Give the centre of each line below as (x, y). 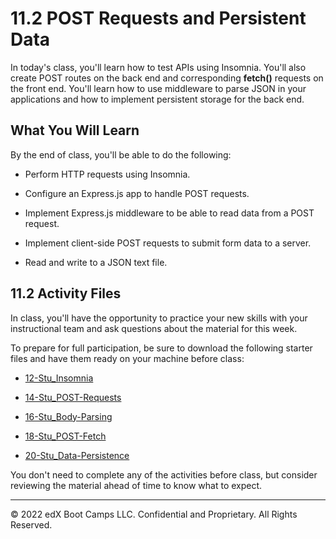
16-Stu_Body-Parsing (68, 416)
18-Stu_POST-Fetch (65, 436)
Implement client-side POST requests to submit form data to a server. (168, 243)
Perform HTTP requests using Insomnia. (107, 174)
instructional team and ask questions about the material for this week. (154, 328)
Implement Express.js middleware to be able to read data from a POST (169, 213)
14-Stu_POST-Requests (73, 397)
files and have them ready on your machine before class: (127, 358)
